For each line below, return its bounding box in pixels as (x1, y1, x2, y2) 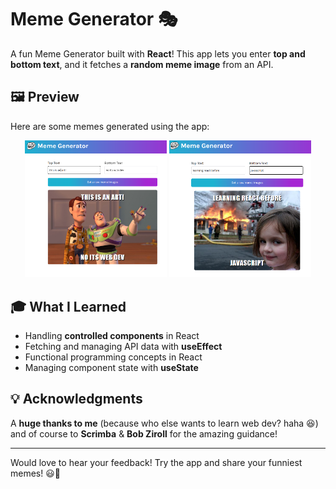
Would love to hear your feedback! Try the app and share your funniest (10, 456, 303, 468)
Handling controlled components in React (24, 329, 200, 341)
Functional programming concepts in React (24, 351, 203, 363)
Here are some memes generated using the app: (10, 120, 210, 132)
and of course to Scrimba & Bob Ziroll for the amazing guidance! (10, 427, 278, 440)
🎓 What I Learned (10, 298, 127, 315)
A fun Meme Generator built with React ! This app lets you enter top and (10, 47, 306, 60)
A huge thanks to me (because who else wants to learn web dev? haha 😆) (10, 417, 319, 429)
